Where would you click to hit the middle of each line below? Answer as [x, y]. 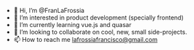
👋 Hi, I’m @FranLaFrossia [49, 10]
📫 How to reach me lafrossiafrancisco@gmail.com [85, 40]
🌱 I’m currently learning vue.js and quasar [72, 25]
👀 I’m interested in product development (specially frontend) [98, 18]
